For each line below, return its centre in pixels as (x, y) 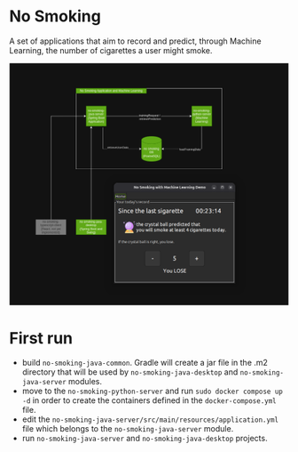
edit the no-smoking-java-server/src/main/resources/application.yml (150, 419)
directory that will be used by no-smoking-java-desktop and (130, 372)
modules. (85, 382)
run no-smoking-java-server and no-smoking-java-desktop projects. (145, 439)
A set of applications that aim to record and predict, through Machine (135, 41)
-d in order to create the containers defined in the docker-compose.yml (149, 400)
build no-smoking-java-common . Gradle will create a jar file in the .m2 (145, 363)
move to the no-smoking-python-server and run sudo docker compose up (153, 391)
